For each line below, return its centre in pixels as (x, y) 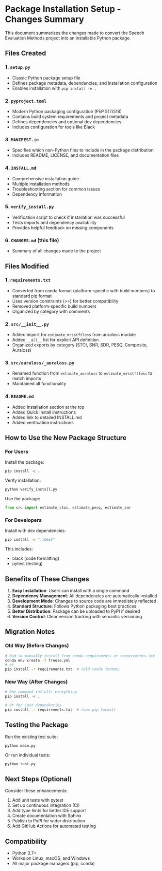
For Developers (24, 520)
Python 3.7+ (24, 853)
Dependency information (37, 194)
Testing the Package (37, 725)
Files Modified (27, 266)
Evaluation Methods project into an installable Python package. (68, 38)
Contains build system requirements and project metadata (70, 116)
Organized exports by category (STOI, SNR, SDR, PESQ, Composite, (80, 345)
